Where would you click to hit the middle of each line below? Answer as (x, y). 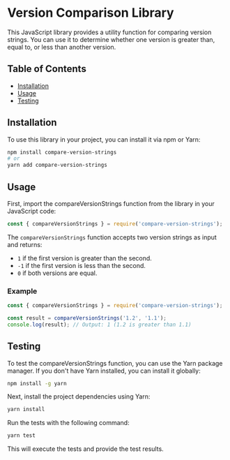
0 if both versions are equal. (57, 273)
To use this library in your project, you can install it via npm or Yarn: (104, 139)
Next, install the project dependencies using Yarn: (79, 396)
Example (22, 291)
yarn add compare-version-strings (58, 165)
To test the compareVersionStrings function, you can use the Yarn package (115, 363)
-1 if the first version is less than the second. (82, 265)
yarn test (22, 436)
